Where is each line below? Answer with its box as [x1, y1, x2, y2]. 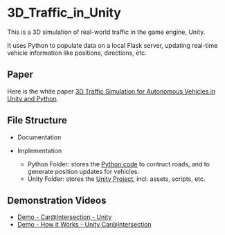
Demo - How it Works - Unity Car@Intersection [17, 220, 152, 229]
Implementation [17, 146, 62, 155]
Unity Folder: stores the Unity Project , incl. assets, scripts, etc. [27, 175, 206, 183]
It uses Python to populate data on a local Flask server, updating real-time [7, 41, 218, 49]
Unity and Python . [7, 94, 59, 103]
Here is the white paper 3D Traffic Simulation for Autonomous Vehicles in [7, 87, 216, 95]
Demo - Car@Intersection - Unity [17, 213, 112, 221]
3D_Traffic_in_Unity [7, 5, 121, 21]
